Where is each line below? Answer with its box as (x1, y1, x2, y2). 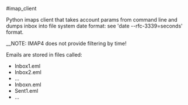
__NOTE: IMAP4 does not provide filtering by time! (6, 40, 127, 47)
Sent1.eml (14, 87, 39, 94)
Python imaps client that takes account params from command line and (6, 16, 178, 23)
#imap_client (6, 5, 37, 12)
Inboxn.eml (14, 81, 42, 88)
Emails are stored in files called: (6, 51, 83, 58)
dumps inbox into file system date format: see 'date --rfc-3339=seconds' (6, 23, 183, 29)
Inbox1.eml (14, 62, 41, 69)
